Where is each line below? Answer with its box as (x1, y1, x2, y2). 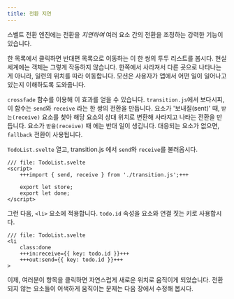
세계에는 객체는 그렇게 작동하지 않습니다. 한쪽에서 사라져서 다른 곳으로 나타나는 (7, 62, 222, 71)
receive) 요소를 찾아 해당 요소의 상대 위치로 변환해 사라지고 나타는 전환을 (15, 113, 215, 121)
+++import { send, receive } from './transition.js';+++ (20, 171, 189, 179)
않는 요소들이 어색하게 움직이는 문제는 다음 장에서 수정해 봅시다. (20, 284, 193, 293)
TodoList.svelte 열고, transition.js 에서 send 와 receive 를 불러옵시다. (7, 145, 198, 153)
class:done (20, 244, 52, 251)
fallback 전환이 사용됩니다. (7, 130, 83, 139)
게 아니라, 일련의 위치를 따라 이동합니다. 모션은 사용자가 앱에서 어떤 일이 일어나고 (7, 71, 227, 80)
